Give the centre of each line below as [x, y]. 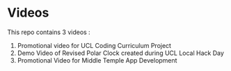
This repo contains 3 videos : [49, 32]
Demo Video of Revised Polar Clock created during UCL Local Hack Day [121, 53]
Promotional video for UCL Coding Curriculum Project [94, 45]
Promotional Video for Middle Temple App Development [97, 60]
